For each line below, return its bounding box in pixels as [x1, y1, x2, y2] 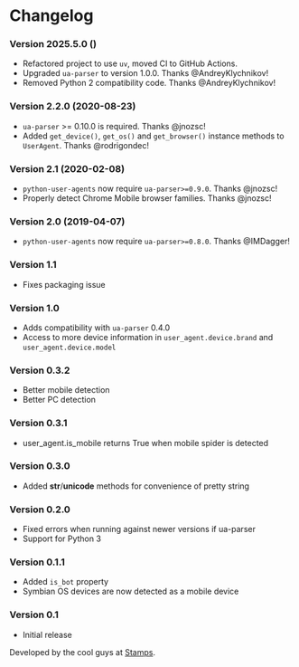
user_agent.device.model [22, 343, 117, 352]
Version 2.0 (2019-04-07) [9, 215, 126, 227]
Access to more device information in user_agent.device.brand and [22, 331, 274, 342]
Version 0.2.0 [9, 503, 70, 516]
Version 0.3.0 [9, 460, 70, 472]
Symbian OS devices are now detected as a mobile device [22, 586, 239, 597]
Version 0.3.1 [9, 417, 68, 430]
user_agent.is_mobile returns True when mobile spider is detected [22, 437, 269, 448]
